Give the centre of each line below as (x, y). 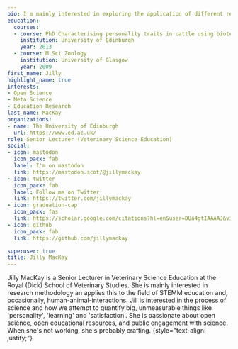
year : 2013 (36, 47)
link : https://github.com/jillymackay (71, 238)
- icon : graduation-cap (42, 205)
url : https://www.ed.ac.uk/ (55, 133)
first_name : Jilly (34, 73)
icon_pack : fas (36, 212)
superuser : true (31, 251)
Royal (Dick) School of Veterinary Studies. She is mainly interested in (108, 285)
